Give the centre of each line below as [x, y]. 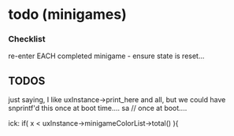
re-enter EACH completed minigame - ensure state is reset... [106, 56]
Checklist [27, 39]
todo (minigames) [68, 15]
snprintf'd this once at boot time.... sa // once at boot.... [98, 108]
